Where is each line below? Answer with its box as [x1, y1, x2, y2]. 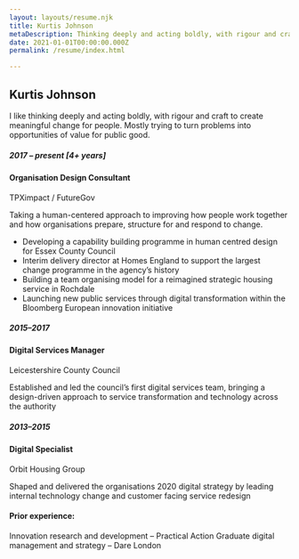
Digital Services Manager [9, 344, 105, 356]
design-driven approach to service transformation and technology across [9, 392, 279, 402]
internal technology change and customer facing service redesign [9, 490, 251, 501]
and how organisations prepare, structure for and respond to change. [9, 219, 263, 230]
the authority [9, 401, 56, 412]
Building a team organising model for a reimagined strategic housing [21, 273, 273, 285]
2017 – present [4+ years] [9, 150, 107, 160]
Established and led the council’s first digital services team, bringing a [9, 382, 265, 393]
